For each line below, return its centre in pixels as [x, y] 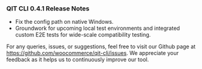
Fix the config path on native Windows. [64, 22]
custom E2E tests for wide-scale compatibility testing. [83, 35]
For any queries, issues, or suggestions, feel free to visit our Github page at [101, 46]
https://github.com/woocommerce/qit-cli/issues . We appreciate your [92, 53]
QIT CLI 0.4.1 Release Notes [48, 9]
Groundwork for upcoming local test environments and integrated [97, 28]
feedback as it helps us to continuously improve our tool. [78, 60]
